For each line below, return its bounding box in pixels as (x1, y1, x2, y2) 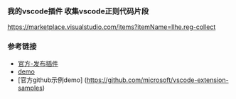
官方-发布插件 (17, 59, 59, 68)
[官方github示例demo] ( (17, 76, 87, 84)
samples (17, 83, 43, 92)
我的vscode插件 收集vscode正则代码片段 (7, 6, 149, 16)
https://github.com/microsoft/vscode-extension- (86, 76, 229, 84)
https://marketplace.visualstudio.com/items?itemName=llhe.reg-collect (7, 23, 216, 31)
